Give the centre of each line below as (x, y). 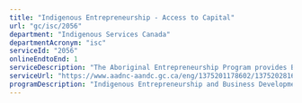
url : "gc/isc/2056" (46, 26)
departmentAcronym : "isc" (58, 43)
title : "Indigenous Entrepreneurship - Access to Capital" (122, 17)
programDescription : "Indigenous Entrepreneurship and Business (132, 84)
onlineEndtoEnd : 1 (44, 59)
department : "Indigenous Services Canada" (90, 34)
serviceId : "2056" (44, 51)
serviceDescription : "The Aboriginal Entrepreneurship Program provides (148, 68)
